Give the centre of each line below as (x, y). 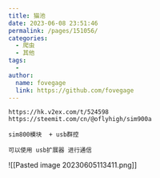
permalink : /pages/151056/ (53, 30)
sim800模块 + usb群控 (44, 135)
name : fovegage (41, 83)
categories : (28, 38)
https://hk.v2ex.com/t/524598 (59, 112)
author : (21, 75)
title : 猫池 (27, 16)
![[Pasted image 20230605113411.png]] (73, 165)
